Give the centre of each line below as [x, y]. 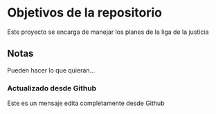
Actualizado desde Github [52, 88]
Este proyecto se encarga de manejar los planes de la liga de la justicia [108, 32]
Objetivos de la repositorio [85, 13]
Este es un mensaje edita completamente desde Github [86, 103]
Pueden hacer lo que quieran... [51, 70]
